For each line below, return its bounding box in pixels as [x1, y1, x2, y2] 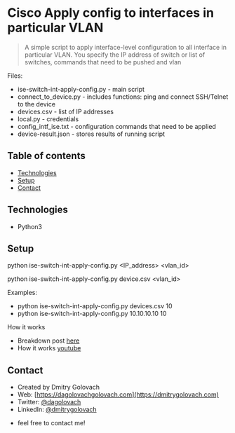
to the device [17, 99, 56, 108]
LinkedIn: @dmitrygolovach [17, 405, 97, 414]
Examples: [7, 289, 37, 297]
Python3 [17, 222, 42, 231]
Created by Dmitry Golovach [17, 383, 100, 392]
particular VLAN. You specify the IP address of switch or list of [24, 50, 206, 59]
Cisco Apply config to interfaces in [7, 5, 214, 21]
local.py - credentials [17, 114, 79, 123]
